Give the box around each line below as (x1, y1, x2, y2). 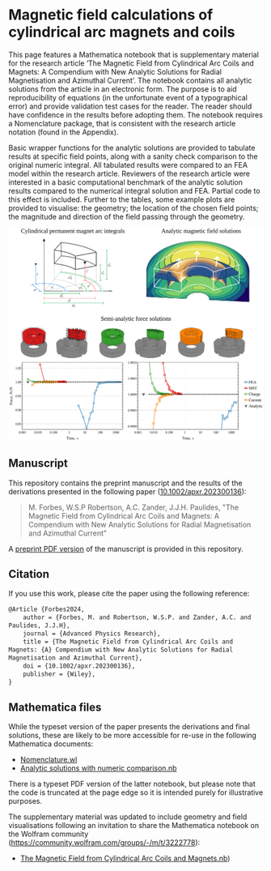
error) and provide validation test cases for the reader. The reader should (8, 101, 252, 111)
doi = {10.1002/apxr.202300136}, (23, 662, 136, 670)
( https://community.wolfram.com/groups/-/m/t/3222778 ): (8, 838, 201, 848)
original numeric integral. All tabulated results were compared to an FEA (8, 160, 248, 169)
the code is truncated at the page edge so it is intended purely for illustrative (8, 788, 264, 797)
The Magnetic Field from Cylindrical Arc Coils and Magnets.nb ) (19, 853, 231, 864)
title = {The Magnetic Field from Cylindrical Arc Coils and (23, 638, 233, 646)
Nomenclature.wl (19, 755, 78, 765)
